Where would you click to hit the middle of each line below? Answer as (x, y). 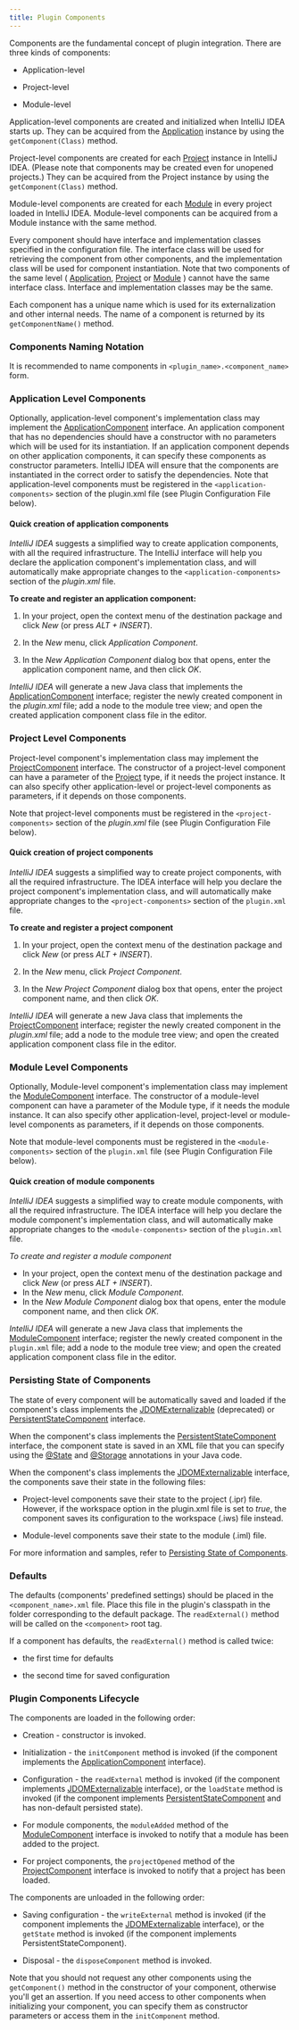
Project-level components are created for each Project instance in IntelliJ (143, 158)
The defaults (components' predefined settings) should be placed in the (141, 1595)
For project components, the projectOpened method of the (129, 1861)
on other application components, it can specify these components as (138, 456)
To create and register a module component (91, 1256)
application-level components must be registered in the (111, 485)
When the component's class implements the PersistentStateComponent (143, 1436)
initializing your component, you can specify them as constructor (129, 2006)
